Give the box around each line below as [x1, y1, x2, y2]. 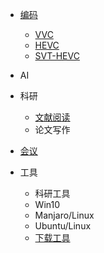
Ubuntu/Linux [34, 220, 92, 232]
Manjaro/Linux [34, 209, 95, 221]
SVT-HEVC [34, 50, 80, 62]
